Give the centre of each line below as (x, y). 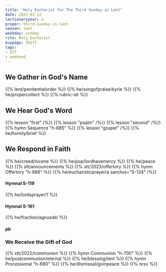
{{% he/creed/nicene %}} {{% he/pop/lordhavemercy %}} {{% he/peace (80, 161)
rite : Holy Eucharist (28, 38)
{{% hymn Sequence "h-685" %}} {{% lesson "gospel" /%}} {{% (72, 128)
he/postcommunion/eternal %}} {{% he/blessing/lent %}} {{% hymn (76, 258)
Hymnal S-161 (20, 206)
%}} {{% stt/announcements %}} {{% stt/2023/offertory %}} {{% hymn (79, 166)
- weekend (16, 57)
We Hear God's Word (39, 111)
